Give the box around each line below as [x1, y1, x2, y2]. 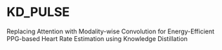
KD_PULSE [6, 4, 70, 20]
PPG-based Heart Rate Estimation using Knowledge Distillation [6, 34, 188, 42]
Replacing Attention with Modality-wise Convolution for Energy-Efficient [6, 27, 215, 35]
